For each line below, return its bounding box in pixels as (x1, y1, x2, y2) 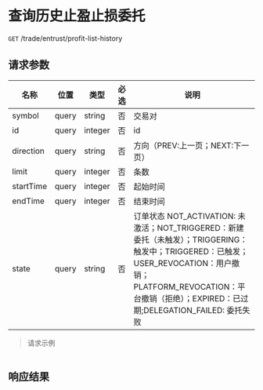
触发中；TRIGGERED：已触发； (133, 246, 249, 257)
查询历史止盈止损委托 (8, 7, 146, 25)
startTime (12, 180, 48, 191)
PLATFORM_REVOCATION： (133, 281, 238, 292)
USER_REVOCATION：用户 (133, 257, 232, 268)
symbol (12, 110, 39, 121)
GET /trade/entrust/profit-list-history (8, 33, 123, 43)
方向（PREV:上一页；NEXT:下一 (133, 140, 250, 151)
